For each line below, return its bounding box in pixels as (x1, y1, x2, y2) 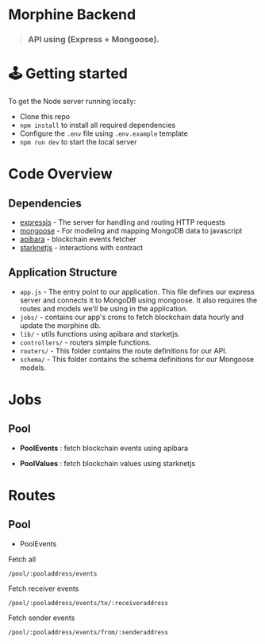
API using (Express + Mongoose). (27, 34, 160, 45)
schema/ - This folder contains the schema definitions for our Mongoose (19, 354, 255, 364)
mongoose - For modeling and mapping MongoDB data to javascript (19, 226, 243, 236)
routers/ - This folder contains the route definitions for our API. (19, 345, 228, 355)
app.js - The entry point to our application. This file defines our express (19, 287, 255, 296)
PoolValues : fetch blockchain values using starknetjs (19, 458, 196, 468)
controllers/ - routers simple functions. (19, 337, 152, 347)
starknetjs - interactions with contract (19, 243, 144, 253)
